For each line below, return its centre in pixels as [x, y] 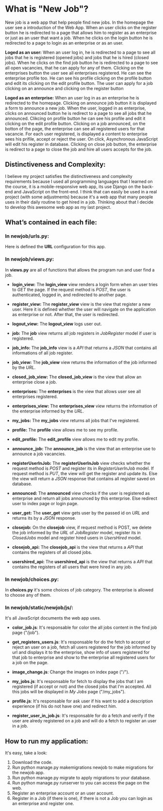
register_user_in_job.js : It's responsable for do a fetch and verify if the [83, 716]
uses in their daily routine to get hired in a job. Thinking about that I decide [79, 202]
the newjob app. [28, 773]
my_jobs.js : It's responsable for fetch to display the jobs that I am [78, 682]
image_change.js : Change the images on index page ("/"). [71, 672]
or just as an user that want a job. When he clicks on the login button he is [79, 38]
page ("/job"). [26, 633]
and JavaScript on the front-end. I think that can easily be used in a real [85, 191]
